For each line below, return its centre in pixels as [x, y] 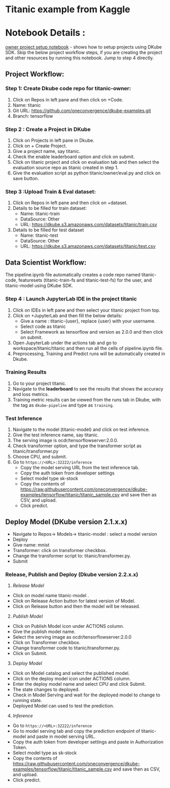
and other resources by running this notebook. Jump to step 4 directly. [80, 58]
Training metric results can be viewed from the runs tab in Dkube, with [87, 400]
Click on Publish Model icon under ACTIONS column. [68, 626]
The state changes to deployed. [46, 690]
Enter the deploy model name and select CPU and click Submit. [79, 684]
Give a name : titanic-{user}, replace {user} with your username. [88, 321]
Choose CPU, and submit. [40, 457]
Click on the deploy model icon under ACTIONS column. [72, 678]
